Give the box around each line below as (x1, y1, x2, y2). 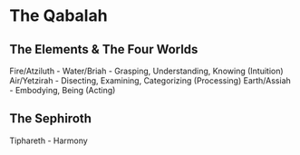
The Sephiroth (9, 111, 92, 127)
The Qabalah (9, 5, 108, 26)
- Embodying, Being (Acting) (9, 85, 116, 95)
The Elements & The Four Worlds (9, 42, 198, 57)
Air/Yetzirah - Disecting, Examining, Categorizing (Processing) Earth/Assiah (9, 75, 292, 86)
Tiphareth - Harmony (9, 135, 88, 146)
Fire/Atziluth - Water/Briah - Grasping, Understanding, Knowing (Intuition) (9, 65, 284, 76)
